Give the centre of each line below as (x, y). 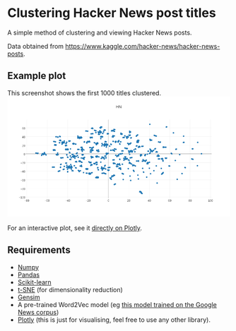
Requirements (39, 250)
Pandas (29, 275)
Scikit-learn (34, 282)
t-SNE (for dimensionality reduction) (70, 289)
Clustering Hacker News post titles (112, 13)
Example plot (37, 76)
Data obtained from (36, 46)
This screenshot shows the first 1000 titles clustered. (84, 92)
